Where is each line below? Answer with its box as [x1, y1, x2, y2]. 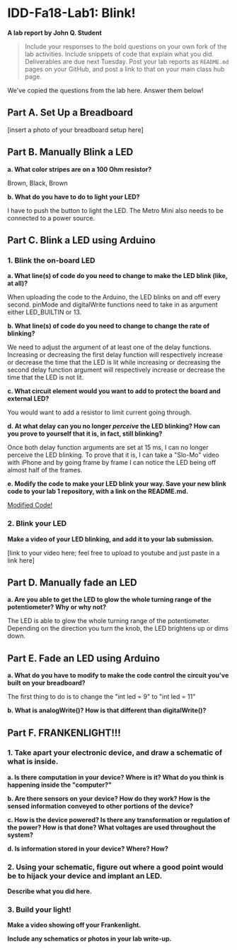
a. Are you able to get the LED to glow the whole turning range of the [7, 595, 212, 604]
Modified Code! [7, 501, 53, 509]
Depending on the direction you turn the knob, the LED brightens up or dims [7, 624, 229, 633]
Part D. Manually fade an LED [7, 576, 137, 588]
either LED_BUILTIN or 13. [7, 308, 82, 316]
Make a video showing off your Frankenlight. [7, 921, 141, 929]
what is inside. [7, 757, 59, 767]
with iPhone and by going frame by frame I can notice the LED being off [7, 458, 216, 467]
